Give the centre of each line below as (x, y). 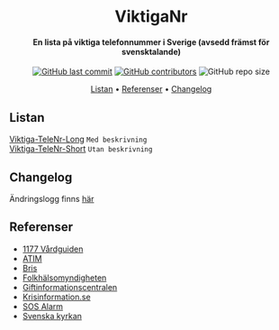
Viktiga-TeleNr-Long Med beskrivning (78, 139)
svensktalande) (151, 51)
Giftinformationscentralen (70, 287)
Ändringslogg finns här (52, 199)
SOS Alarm (43, 306)
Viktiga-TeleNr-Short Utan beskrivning (81, 149)
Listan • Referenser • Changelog (151, 89)
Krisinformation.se (57, 297)
